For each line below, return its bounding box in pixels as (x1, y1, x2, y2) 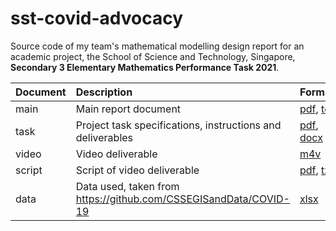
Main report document (75, 102, 182, 116)
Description (75, 85, 133, 99)
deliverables (75, 130, 134, 144)
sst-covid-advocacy (10, 7, 183, 30)
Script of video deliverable (75, 163, 200, 177)
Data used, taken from (75, 179, 180, 193)
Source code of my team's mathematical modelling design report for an (10, 40, 305, 52)
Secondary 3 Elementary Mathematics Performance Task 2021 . (10, 61, 280, 73)
